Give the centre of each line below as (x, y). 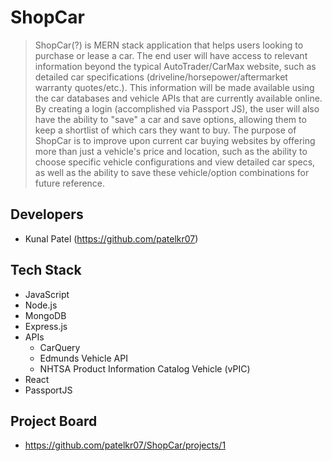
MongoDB (45, 315)
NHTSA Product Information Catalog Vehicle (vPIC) (145, 368)
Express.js (46, 326)
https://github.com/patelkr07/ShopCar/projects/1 (125, 445)
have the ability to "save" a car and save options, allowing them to (170, 119)
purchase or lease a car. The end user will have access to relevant (171, 55)
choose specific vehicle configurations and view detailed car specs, (175, 162)
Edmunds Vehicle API (83, 358)
